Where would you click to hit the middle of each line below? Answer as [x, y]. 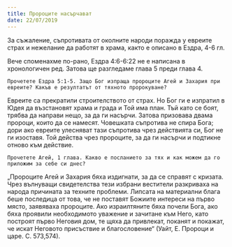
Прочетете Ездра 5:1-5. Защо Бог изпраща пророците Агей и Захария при [114, 81]
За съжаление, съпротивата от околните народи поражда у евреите [110, 40]
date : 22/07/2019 [32, 20]
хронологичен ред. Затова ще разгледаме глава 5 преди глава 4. [105, 68]
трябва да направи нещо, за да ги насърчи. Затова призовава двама [110, 115]
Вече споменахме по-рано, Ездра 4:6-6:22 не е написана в [96, 61]
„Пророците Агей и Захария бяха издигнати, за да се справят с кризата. [115, 177]
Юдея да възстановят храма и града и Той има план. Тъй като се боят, [113, 107]
